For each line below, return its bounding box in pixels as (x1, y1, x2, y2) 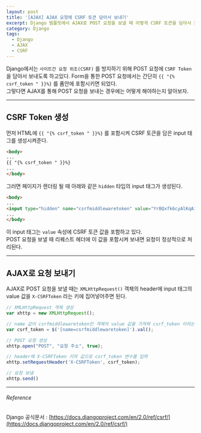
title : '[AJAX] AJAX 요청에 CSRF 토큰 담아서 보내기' (6, 14, 129, 20)
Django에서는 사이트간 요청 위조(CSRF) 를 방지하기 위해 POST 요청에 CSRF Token (6, 65, 192, 72)
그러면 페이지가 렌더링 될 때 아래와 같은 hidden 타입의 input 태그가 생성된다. (6, 182, 183, 189)
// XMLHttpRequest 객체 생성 (6, 305, 74, 311)
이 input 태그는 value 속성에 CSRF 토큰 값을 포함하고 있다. (6, 228, 142, 235)
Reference (6, 394, 32, 401)
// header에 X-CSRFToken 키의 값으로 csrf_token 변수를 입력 (6, 354, 148, 360)
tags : (6, 31, 20, 37)
